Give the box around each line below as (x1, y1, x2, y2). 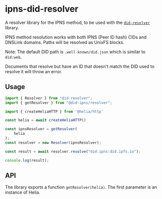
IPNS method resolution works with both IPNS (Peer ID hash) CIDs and (5, 34, 147, 40)
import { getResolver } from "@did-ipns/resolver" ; (5, 100, 112, 105)
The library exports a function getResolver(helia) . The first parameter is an (5, 184, 157, 190)
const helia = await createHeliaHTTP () (5, 118, 86, 123)
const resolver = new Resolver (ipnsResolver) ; (5, 140, 101, 145)
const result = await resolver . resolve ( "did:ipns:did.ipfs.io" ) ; (5, 149, 141, 154)
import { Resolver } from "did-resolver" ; (5, 96, 93, 100)
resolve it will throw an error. (5, 68, 62, 74)
